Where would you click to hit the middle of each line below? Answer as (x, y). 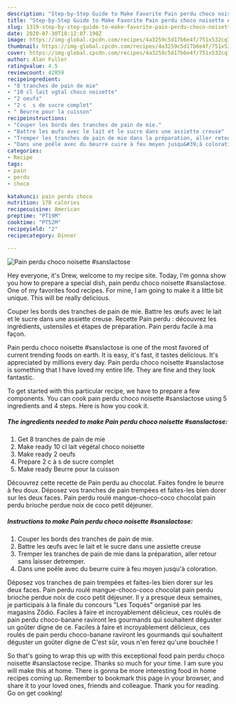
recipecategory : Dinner (42, 235)
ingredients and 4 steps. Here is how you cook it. (78, 405)
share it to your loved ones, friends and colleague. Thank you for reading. (113, 686)
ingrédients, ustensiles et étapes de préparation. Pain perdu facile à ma (110, 326)
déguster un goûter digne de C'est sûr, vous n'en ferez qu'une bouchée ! (113, 642)
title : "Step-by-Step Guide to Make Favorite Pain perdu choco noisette (116, 20)
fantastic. (21, 377)
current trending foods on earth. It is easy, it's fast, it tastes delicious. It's (113, 355)
